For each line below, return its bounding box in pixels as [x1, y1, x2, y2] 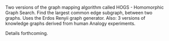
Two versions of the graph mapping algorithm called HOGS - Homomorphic [5, 5, 164, 10]
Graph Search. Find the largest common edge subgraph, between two [5, 10, 153, 16]
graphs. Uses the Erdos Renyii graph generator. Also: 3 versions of [5, 15, 146, 21]
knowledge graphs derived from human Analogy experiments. [5, 20, 136, 26]
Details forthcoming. [5, 30, 49, 36]
